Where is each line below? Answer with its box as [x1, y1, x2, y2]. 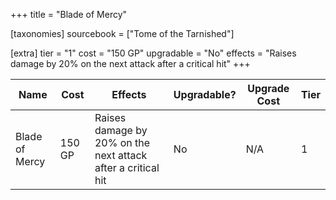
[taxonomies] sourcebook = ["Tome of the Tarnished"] [10, 28, 235, 39]
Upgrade [247, 82, 290, 95]
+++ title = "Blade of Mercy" [10, 9, 128, 20]
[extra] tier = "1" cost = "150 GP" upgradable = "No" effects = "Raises [10, 47, 297, 59]
